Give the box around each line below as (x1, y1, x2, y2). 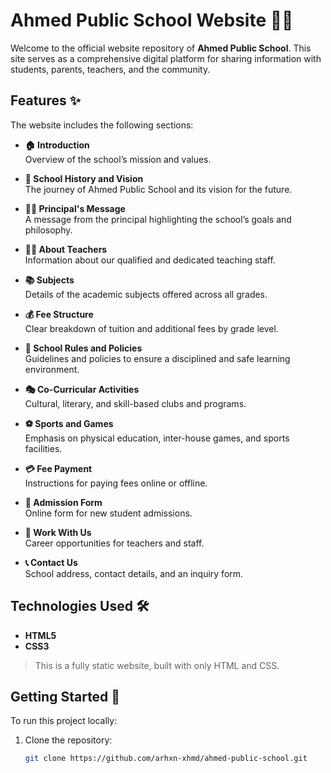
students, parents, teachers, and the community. (10, 63, 211, 75)
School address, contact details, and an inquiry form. (24, 567, 244, 579)
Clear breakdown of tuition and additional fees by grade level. (24, 322, 279, 334)
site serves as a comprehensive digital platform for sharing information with (10, 52, 322, 64)
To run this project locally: (10, 715, 118, 727)
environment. (24, 363, 80, 375)
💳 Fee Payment (24, 462, 93, 474)
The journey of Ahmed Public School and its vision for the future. (24, 183, 293, 195)
